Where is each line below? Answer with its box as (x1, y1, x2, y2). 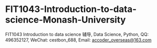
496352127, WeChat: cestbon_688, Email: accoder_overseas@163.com (5, 36, 152, 43)
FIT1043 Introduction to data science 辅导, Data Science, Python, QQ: (5, 31, 149, 37)
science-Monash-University (5, 14, 126, 25)
